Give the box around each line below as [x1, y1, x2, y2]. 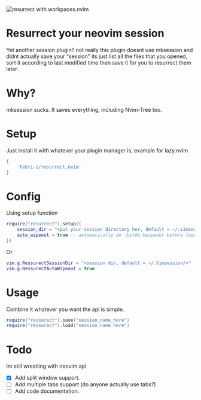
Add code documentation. [14, 387, 80, 395]
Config [6, 190, 41, 203]
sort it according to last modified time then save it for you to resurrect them [6, 59, 191, 66]
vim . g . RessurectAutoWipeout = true [6, 265, 95, 271]
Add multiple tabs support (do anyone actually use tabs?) [14, 381, 157, 388]
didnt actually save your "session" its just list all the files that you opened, [6, 53, 188, 60]
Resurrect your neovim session [6, 27, 165, 40]
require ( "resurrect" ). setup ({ [6, 221, 82, 227]
